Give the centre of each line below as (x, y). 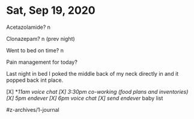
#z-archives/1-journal (33, 109)
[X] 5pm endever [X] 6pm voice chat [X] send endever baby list (85, 98)
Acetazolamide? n (29, 27)
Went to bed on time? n (35, 50)
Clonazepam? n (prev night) (41, 38)
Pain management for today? (42, 62)
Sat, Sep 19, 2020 (51, 11)
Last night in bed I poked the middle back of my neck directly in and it (92, 73)
